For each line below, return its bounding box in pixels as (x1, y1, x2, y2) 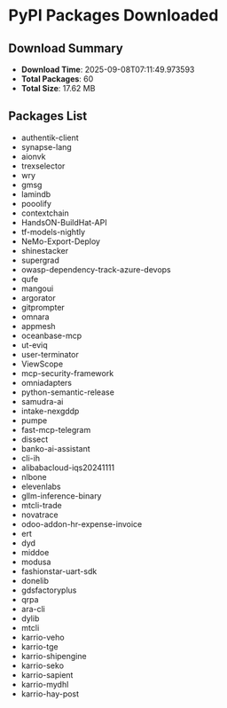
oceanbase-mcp (20, 330, 82, 341)
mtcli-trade (20, 500, 63, 510)
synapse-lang (20, 141, 72, 152)
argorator (20, 292, 56, 303)
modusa (20, 556, 51, 567)
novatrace (20, 509, 59, 520)
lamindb (20, 188, 51, 200)
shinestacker (20, 245, 68, 256)
